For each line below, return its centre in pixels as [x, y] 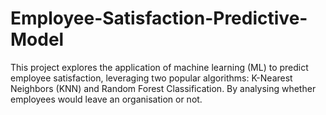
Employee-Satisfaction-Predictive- [159, 18]
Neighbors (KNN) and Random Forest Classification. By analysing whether [163, 88]
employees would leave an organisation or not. [106, 99]
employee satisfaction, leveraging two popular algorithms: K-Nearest [151, 78]
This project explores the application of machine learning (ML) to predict [159, 67]
